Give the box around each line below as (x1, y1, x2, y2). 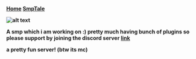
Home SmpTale (6, 5, 45, 12)
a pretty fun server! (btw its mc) (6, 46, 88, 53)
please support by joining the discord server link (6, 35, 131, 41)
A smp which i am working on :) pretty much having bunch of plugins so (6, 28, 190, 35)
